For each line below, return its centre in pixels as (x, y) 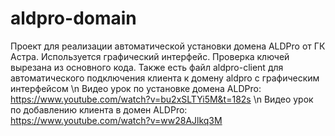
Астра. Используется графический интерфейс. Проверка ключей (150, 56)
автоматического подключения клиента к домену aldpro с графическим (165, 78)
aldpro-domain (73, 18)
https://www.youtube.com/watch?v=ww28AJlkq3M (116, 120)
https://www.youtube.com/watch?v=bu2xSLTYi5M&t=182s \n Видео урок (162, 99)
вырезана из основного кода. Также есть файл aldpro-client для (147, 67)
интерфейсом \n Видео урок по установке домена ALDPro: (136, 88)
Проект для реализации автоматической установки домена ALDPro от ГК (168, 46)
